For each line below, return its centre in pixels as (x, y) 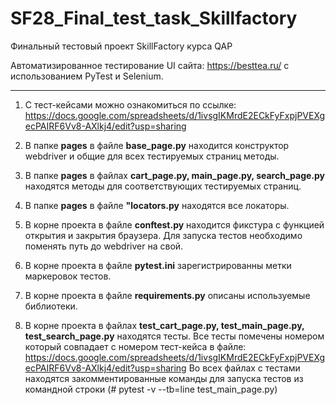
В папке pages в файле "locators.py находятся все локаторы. (157, 205)
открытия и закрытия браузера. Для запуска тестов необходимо (163, 235)
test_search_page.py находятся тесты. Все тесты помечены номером (174, 336)
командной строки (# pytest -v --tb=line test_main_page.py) (151, 389)
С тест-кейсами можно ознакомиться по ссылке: (130, 104)
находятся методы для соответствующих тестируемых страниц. (163, 186)
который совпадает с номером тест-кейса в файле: (135, 346)
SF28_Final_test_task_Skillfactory (154, 18)
